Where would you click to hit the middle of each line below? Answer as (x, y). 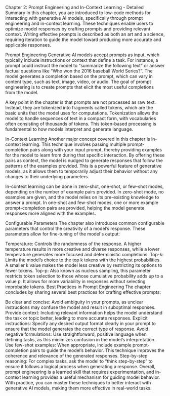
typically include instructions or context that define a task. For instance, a (82, 60)
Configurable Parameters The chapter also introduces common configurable (85, 223)
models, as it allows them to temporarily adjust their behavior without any (81, 171)
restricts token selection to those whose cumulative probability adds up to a (84, 276)
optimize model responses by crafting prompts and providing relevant (78, 29)
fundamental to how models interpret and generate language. (69, 129)
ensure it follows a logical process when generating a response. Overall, (80, 366)
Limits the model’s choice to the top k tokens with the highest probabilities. (83, 260)
